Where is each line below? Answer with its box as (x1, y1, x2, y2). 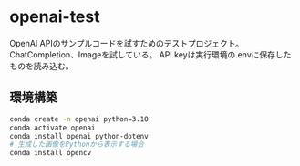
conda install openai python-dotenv (9, 131, 149, 140)
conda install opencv (9, 149, 92, 158)
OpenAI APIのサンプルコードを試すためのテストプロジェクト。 (9, 37, 244, 48)
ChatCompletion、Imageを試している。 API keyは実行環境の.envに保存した (9, 48, 292, 60)
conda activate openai (9, 123, 96, 132)
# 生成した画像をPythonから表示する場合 (9, 140, 144, 150)
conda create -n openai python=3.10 (9, 114, 149, 124)
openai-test (9, 6, 100, 27)
